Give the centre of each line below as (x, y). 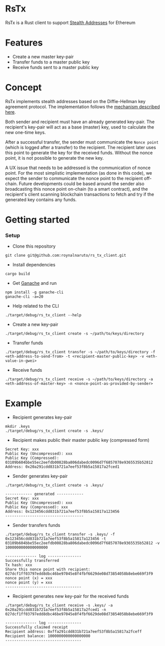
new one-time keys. (25, 132)
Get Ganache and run (34, 283)
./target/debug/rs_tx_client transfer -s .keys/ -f (60, 534)
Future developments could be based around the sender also (81, 184)
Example (23, 404)
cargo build (17, 274)
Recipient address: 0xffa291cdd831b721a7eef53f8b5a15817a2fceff (73, 632)
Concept (23, 88)
